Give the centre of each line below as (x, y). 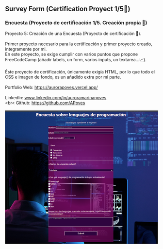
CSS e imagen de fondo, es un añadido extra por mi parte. (63, 77)
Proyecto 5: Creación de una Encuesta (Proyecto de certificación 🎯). (73, 33)
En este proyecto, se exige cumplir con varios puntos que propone (72, 54)
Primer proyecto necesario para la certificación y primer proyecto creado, (79, 44)
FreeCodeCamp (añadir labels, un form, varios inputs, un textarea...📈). (76, 59)
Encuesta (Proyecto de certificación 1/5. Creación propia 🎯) (76, 23)
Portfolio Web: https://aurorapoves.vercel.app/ (51, 87)
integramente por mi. (26, 49)
